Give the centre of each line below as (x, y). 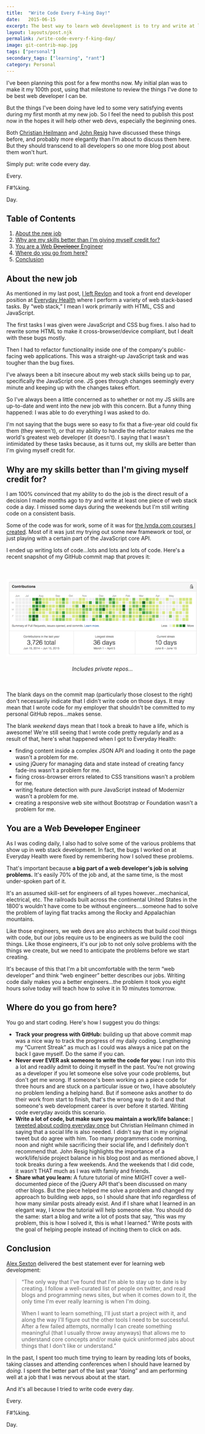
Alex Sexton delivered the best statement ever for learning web (86, 1263)
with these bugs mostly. (36, 338)
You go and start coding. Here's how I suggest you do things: (83, 1022)
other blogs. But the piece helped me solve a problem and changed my (104, 1190)
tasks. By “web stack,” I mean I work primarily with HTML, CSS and (91, 307)
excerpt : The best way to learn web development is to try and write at (101, 26)
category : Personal (31, 64)
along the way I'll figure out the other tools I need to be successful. (105, 1320)
